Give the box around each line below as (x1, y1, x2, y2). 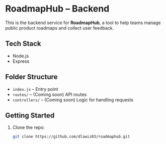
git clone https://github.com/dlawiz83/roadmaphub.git (12, 134, 130, 139)
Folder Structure (5, 73, 58, 81)
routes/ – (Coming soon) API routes (12, 91, 87, 97)
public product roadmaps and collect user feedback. (5, 25, 114, 31)
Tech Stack (5, 40, 41, 48)
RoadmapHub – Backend (5, 3, 110, 15)
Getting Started (5, 111, 55, 119)
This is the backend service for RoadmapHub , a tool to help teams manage (5, 20, 161, 26)
